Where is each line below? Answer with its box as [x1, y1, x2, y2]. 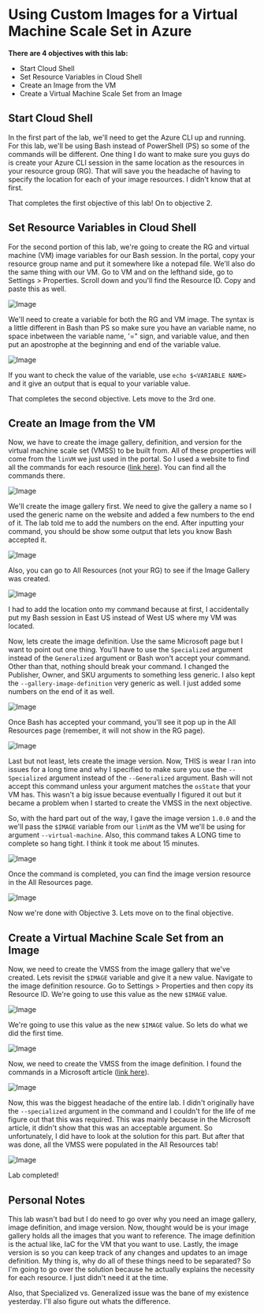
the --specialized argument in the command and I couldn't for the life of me [8, 1107, 256, 1116]
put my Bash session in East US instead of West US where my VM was [8, 613, 237, 622]
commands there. [8, 471, 65, 480]
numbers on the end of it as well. [8, 687, 115, 696]
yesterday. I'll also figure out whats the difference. [8, 1297, 171, 1306]
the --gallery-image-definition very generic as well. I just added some [8, 678, 242, 688]
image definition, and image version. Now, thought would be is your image [8, 1223, 249, 1232]
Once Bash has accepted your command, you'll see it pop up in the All [8, 718, 236, 727]
